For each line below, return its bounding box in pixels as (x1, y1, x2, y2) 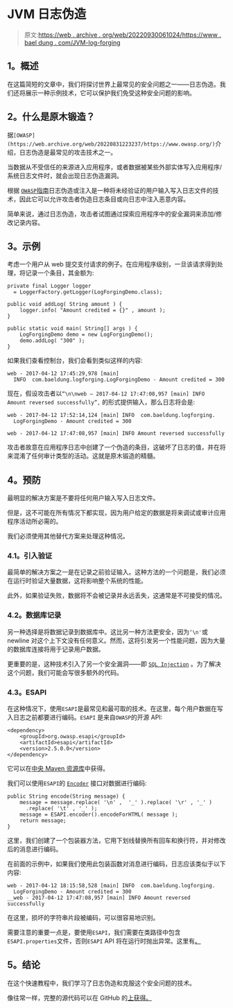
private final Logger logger (7, 282, 92, 290)
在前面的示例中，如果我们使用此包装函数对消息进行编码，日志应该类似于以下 (7, 860, 226, 868)
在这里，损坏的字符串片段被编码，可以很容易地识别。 (7, 914, 159, 922)
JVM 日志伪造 (7, 6, 87, 22)
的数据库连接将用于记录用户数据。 (7, 644, 105, 653)
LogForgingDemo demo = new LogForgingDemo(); (19, 331, 154, 339)
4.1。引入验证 (7, 551, 53, 561)
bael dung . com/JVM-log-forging (24, 38, 121, 46)
